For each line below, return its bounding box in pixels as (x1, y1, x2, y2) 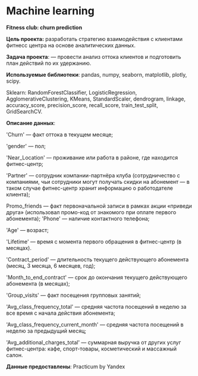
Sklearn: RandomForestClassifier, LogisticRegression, (6, 89, 137, 96)
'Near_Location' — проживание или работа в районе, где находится (6, 153, 178, 161)
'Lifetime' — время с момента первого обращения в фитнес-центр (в (6, 238, 182, 245)
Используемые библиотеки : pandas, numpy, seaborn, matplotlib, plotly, (6, 71, 187, 78)
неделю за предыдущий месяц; (6, 327, 86, 334)
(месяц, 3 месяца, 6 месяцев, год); (6, 262, 96, 269)
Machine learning (6, 4, 95, 18)
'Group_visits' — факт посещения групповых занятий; (6, 292, 141, 299)
